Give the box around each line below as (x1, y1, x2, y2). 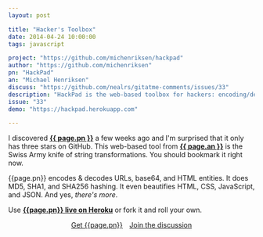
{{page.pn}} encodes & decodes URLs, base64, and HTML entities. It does (8, 174, 249, 183)
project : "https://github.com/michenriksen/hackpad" (8, 54, 184, 63)
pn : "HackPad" (8, 69, 55, 77)
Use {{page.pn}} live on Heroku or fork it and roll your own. (8, 205, 202, 215)
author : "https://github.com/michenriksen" (8, 62, 153, 70)
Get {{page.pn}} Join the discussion (70, 221, 193, 230)
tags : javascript (8, 40, 65, 48)
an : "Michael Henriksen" (8, 76, 89, 84)
